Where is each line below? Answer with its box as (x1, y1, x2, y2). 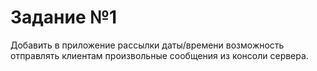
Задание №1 (10, 6, 118, 29)
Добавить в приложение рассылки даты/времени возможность (10, 39, 285, 51)
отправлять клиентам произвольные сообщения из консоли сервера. (10, 49, 309, 61)
